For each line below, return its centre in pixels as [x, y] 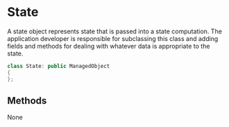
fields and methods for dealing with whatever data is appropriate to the [109, 46]
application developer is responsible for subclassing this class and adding [113, 38]
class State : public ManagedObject [59, 66]
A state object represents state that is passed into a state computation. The [114, 31]
